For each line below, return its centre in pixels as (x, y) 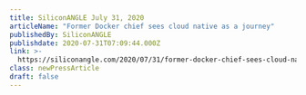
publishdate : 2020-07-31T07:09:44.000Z (85, 43)
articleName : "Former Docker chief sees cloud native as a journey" (142, 26)
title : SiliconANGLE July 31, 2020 (77, 18)
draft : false (34, 77)
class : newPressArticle (55, 69)
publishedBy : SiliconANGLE (61, 34)
